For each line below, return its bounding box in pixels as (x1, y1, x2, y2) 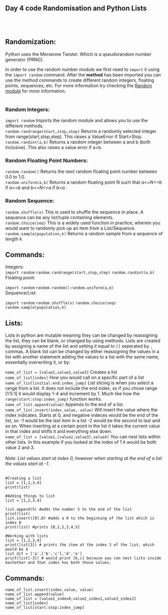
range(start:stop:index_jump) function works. (5, 396, 102, 402)
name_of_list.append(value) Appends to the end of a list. (5, 402, 124, 408)
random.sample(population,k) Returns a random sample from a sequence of (5, 230, 163, 236)
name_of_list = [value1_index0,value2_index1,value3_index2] (5, 596, 137, 601)
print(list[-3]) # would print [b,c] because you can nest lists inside (5, 556, 161, 561)
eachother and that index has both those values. (5, 560, 112, 565)
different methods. (5, 123, 44, 129)
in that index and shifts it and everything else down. (5, 428, 113, 435)
